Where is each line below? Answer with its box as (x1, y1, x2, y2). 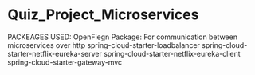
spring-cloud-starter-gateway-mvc (7, 57, 123, 67)
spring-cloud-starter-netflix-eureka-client (104, 49, 241, 58)
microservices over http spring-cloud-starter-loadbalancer (7, 40, 201, 49)
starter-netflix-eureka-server (7, 49, 103, 58)
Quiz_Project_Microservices (7, 6, 199, 24)
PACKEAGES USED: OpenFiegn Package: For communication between (7, 32, 238, 41)
